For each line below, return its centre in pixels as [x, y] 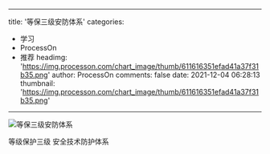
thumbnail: [37, 83]
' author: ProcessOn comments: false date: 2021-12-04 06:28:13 [154, 75]
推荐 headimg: [44, 57]
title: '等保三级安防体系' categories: [66, 22]
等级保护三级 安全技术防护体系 [59, 142]
